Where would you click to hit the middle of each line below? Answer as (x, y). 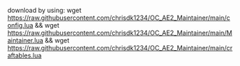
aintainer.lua (25, 40)
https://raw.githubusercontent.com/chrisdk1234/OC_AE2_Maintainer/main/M (120, 33)
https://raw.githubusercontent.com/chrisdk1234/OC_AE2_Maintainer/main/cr (120, 48)
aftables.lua (25, 55)
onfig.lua (20, 25)
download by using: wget (45, 10)
